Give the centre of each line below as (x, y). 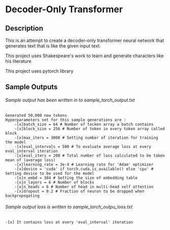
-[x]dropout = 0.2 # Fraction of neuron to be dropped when (79, 191)
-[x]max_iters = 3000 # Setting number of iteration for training (86, 138)
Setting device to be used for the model (50, 173)
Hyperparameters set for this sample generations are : (66, 120)
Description (24, 28)
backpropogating (22, 196)
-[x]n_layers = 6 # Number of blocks (54, 182)
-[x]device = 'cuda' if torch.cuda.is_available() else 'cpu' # (84, 169)
